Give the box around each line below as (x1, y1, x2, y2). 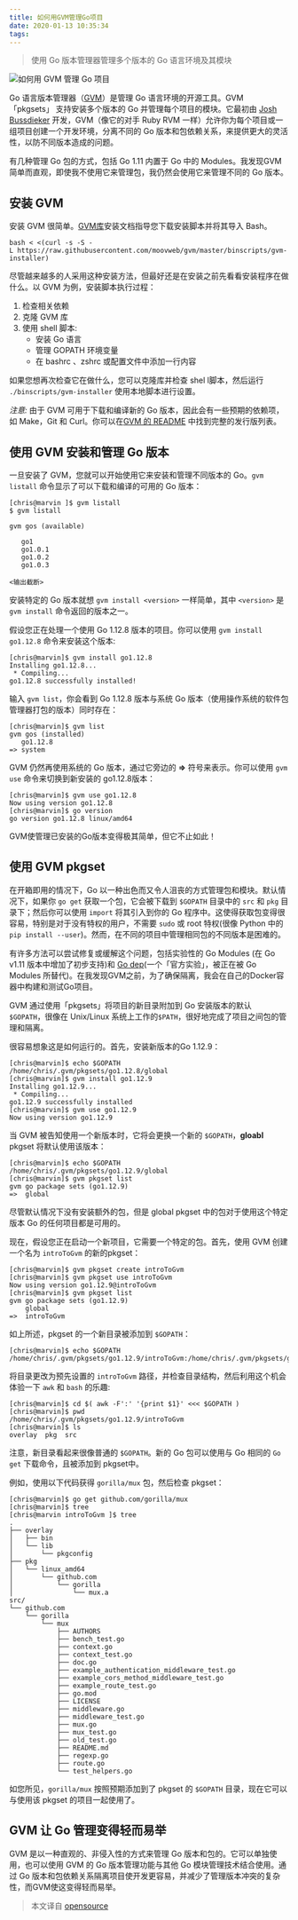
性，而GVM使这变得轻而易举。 (9, 1881, 122, 1892)
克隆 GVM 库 (21, 312, 69, 322)
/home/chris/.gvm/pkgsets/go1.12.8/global (9, 1066, 169, 1075)
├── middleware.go (56, 1704, 125, 1713)
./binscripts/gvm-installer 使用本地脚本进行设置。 (9, 386, 201, 397)
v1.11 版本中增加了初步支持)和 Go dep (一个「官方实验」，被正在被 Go (9, 959, 257, 969)
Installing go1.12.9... (9, 1082, 98, 1091)
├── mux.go (56, 1719, 98, 1729)
